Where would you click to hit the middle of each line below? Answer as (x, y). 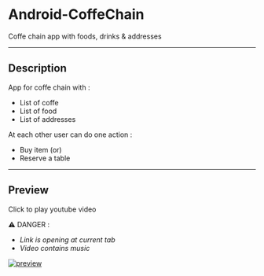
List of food (38, 111)
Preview (29, 190)
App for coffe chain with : (49, 87)
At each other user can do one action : (70, 134)
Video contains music (55, 248)
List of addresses (48, 119)
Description (37, 68)
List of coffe (39, 102)
